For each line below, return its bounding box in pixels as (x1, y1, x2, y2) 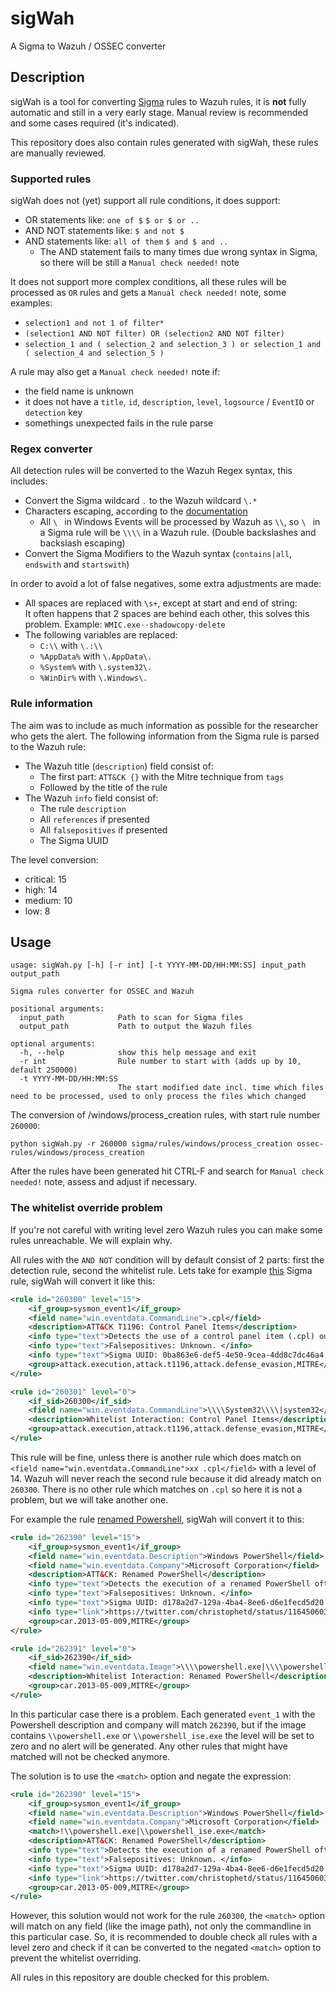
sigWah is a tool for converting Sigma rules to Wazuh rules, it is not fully (10, 95, 307, 107)
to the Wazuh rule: (10, 740, 87, 752)
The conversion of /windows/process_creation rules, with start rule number (10, 1109, 321, 1121)
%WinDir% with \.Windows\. (39, 672, 148, 684)
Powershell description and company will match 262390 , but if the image (10, 1718, 307, 1731)
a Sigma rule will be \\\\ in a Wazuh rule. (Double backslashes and (39, 527, 317, 539)
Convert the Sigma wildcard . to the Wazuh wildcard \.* (24, 495, 258, 507)
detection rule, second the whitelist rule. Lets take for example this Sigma (10, 1264, 313, 1276)
